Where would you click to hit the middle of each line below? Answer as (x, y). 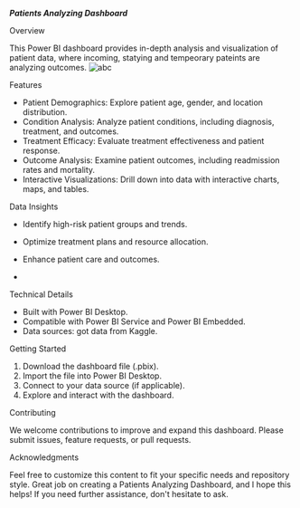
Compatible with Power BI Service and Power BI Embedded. (134, 321)
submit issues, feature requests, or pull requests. (100, 440)
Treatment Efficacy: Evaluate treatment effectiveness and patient (143, 141)
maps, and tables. (56, 189)
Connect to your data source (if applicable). (103, 385)
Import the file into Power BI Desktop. (92, 376)
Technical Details (42, 294)
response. (41, 150)
